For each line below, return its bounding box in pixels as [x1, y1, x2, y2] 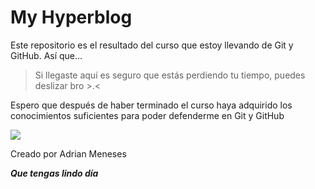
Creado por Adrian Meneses [10, 147, 127, 160]
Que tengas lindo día [10, 167, 99, 179]
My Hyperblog [10, 6, 133, 29]
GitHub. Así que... [10, 49, 83, 61]
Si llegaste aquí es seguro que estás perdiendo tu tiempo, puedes [34, 69, 306, 81]
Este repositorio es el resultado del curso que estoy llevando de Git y [10, 39, 294, 51]
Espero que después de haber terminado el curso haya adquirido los [10, 99, 293, 111]
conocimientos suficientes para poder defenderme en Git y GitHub [10, 109, 285, 121]
